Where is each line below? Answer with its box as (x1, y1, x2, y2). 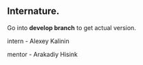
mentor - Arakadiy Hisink (7, 50, 78, 58)
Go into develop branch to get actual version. (7, 23, 136, 31)
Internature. (7, 5, 60, 17)
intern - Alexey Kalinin (7, 37, 70, 45)
